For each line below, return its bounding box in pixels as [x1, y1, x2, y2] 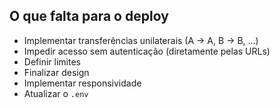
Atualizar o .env [23, 87, 89, 99]
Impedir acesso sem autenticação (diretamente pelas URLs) [23, 45, 271, 57]
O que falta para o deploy [9, 8, 169, 25]
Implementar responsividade [23, 77, 142, 89]
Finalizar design [23, 66, 90, 78]
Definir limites [23, 55, 81, 68]
